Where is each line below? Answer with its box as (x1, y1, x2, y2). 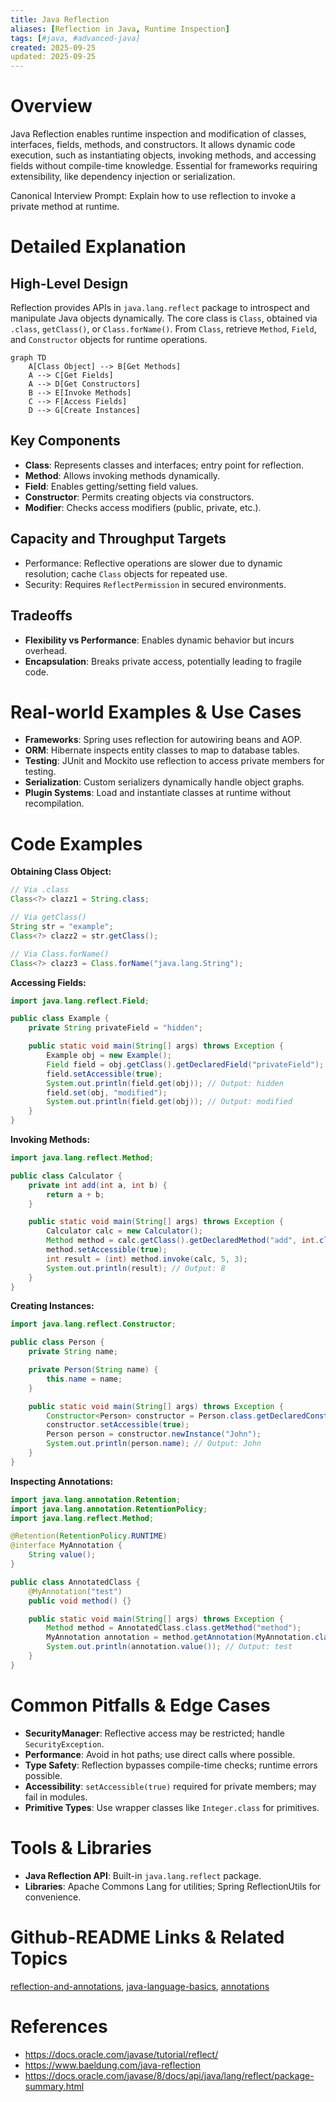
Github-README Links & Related (10, 1926, 285, 1948)
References (10, 2015, 108, 2038)
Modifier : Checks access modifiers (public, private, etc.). (24, 501, 262, 513)
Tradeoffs (10, 607, 73, 625)
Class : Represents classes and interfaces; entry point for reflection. (24, 459, 304, 471)
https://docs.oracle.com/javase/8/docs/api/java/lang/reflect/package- (24, 2069, 315, 2081)
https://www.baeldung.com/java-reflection (24, 2059, 201, 2071)
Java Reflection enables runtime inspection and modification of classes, (10, 128, 307, 140)
